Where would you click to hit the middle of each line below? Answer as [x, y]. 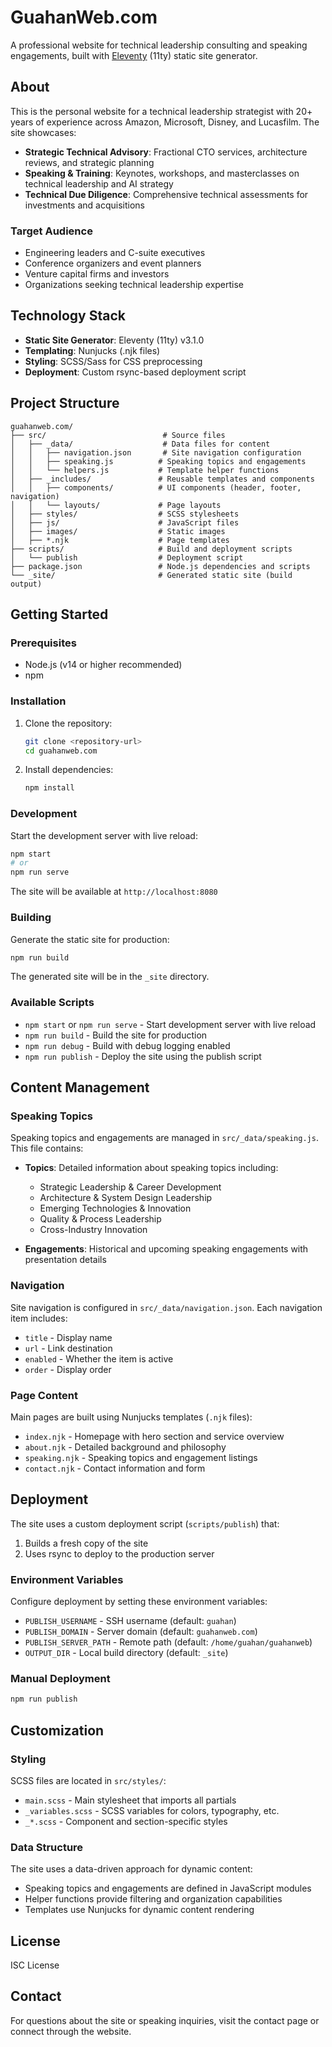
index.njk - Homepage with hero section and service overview [154, 1436]
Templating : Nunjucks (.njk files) [92, 350]
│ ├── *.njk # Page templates [120, 540]
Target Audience [51, 231]
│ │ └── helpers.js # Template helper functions [145, 470]
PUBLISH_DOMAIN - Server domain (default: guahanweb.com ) [141, 1632]
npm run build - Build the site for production [116, 1035]
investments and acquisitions [84, 205]
